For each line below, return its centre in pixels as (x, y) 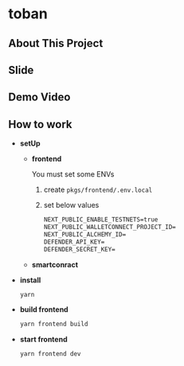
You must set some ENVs (73, 174)
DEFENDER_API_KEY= (74, 242)
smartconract (55, 264)
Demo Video (39, 97)
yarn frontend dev (50, 354)
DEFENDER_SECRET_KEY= (79, 249)
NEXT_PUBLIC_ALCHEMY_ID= (85, 234)
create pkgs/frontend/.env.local (98, 190)
